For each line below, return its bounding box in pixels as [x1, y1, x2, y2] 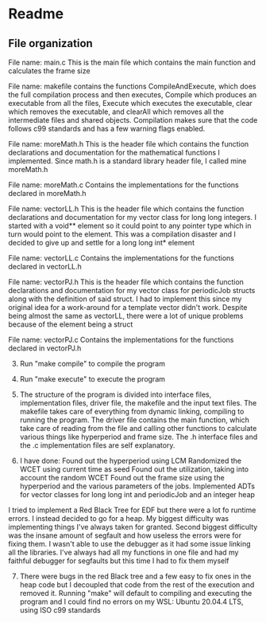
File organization [8, 37, 93, 50]
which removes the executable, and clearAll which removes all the [8, 107, 225, 116]
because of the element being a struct [8, 319, 133, 329]
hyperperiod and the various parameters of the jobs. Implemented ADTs [19, 481, 256, 491]
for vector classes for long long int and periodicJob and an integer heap [19, 490, 256, 499]
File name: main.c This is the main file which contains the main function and [8, 57, 256, 67]
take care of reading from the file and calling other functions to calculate [19, 424, 257, 433]
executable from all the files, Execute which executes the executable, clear [8, 99, 253, 108]
